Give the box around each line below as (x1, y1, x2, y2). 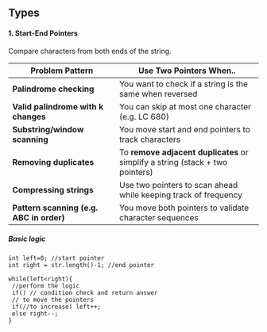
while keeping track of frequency (118, 189, 242, 200)
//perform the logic (11, 281, 80, 290)
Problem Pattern (30, 65, 94, 76)
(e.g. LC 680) (118, 111, 169, 122)
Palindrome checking (12, 83, 95, 94)
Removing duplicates (12, 156, 95, 167)
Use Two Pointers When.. (137, 65, 236, 76)
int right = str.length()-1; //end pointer (8, 261, 155, 269)
